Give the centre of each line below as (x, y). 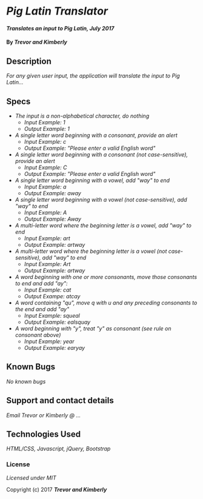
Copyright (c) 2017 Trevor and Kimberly (57, 489)
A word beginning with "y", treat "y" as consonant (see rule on (93, 328)
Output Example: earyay (55, 348)
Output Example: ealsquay (57, 322)
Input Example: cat (48, 290)
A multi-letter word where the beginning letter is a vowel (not (91, 251)
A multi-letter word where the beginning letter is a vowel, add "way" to (103, 225)
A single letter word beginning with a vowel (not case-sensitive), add (101, 199)
